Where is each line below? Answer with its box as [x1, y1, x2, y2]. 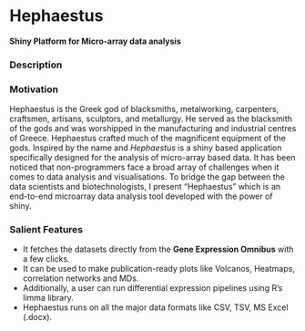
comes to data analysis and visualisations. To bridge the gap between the [9, 171, 285, 182]
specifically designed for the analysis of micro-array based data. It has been [9, 152, 296, 163]
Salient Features [9, 223, 84, 236]
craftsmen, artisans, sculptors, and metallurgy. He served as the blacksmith [9, 113, 293, 124]
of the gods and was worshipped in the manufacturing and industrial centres [9, 123, 297, 134]
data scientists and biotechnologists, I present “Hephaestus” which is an [9, 181, 281, 192]
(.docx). [22, 312, 53, 323]
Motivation [9, 83, 59, 96]
